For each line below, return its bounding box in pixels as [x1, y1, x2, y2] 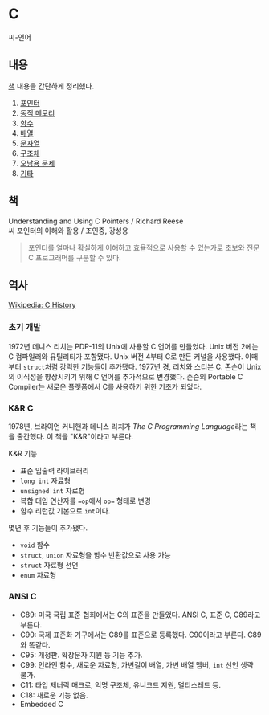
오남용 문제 [19, 158, 55, 168]
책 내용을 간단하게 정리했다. [8, 81, 95, 91]
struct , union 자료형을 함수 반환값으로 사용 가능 [19, 550, 171, 559]
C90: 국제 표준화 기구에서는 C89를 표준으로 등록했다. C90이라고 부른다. [19, 630, 247, 639]
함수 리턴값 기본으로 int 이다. [19, 505, 111, 515]
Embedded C [19, 700, 64, 709]
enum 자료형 [19, 570, 57, 579]
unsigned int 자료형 [19, 485, 86, 495]
